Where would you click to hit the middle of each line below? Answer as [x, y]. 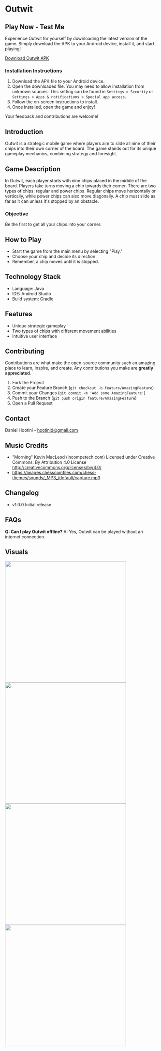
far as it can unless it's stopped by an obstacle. [52, 201]
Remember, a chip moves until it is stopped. [55, 262]
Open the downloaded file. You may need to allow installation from [78, 86]
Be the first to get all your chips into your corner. [53, 225]
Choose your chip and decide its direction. [54, 257]
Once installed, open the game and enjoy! [53, 107]
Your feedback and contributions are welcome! [52, 116]
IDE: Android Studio [32, 293]
